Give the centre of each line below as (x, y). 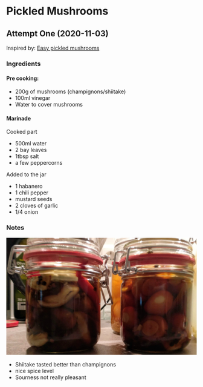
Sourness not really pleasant (50, 377)
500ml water (31, 144)
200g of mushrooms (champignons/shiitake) (70, 91)
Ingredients (24, 64)
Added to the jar (26, 174)
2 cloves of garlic (37, 206)
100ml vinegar (33, 98)
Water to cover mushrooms (49, 105)
